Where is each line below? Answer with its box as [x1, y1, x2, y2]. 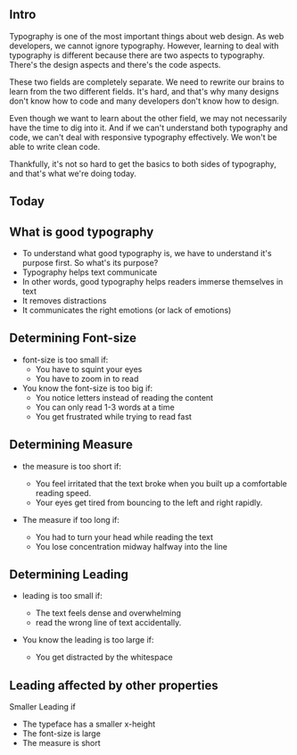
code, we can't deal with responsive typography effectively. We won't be [9, 131, 277, 142]
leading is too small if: [21, 591, 103, 602]
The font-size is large [21, 728, 101, 739]
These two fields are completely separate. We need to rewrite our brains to [9, 76, 285, 87]
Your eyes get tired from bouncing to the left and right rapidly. [35, 497, 263, 508]
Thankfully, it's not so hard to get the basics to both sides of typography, [9, 158, 276, 169]
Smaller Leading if [9, 701, 76, 712]
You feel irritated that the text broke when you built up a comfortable [35, 477, 287, 489]
